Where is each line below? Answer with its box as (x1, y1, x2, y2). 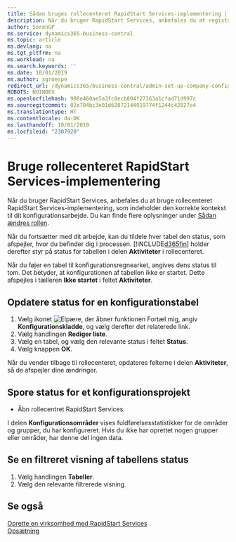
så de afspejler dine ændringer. (7, 366, 98, 375)
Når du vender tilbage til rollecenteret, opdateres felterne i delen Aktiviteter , (7, 359, 228, 367)
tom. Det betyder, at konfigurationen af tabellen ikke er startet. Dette (7, 269, 205, 277)
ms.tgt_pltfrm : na (7, 50, 61, 57)
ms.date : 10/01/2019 (7, 69, 68, 76)
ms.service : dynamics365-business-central (7, 30, 133, 37)
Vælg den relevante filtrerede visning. (17, 479, 126, 489)
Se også (7, 501, 44, 512)
